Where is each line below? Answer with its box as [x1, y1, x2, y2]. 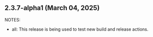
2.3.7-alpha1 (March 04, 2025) [4, 4, 100, 12]
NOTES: [4, 17, 21, 22]
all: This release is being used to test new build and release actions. [11, 26, 149, 32]
